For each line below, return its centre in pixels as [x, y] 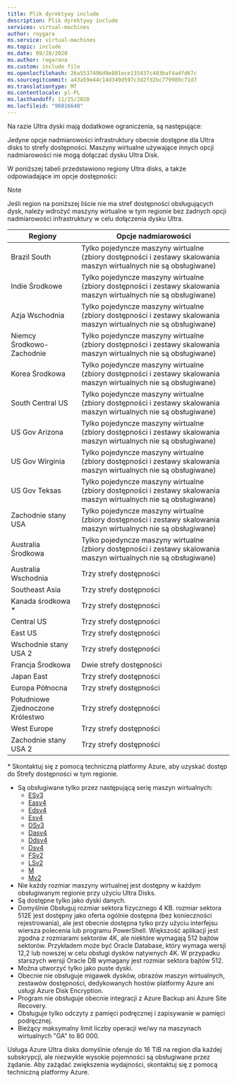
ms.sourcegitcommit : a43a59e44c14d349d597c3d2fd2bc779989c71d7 [102, 80]
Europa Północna [39, 687]
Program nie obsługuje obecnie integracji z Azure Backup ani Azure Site [122, 998]
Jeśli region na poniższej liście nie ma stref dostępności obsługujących [110, 203]
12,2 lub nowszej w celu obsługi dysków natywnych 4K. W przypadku [119, 953]
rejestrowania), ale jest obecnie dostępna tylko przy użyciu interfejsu [118, 923]
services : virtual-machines [49, 27]
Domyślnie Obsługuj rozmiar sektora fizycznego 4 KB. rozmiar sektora [120, 907]
